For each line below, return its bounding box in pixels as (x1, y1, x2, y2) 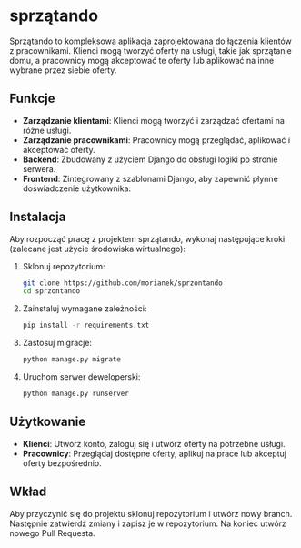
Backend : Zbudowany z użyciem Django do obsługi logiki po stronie (22, 154, 278, 165)
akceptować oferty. (22, 144, 95, 155)
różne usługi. (22, 125, 72, 136)
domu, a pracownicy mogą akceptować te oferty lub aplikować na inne (9, 55, 275, 66)
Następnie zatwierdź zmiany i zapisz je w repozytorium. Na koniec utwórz (9, 518, 286, 529)
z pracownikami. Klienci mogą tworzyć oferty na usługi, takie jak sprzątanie (9, 45, 293, 56)
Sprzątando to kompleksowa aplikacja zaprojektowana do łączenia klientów (9, 36, 293, 46)
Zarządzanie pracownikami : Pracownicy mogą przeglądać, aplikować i (22, 134, 291, 146)
